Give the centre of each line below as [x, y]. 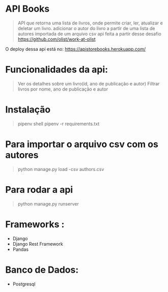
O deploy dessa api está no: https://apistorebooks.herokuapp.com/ [76, 49]
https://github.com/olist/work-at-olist [57, 39]
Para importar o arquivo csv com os [82, 144]
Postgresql [24, 284]
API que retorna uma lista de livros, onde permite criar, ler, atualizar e [90, 23]
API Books [27, 9]
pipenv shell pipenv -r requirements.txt [59, 124]
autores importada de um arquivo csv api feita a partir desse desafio [89, 34]
